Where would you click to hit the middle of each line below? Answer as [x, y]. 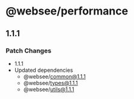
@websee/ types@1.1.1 [50, 83]
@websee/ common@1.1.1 [54, 76]
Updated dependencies [44, 70]
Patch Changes [29, 51]
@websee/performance [67, 11]
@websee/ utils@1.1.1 [49, 89]
